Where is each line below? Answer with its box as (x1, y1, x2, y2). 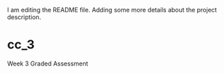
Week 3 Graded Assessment (7, 59, 88, 68)
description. (7, 13, 41, 21)
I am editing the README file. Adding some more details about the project (7, 6, 217, 14)
